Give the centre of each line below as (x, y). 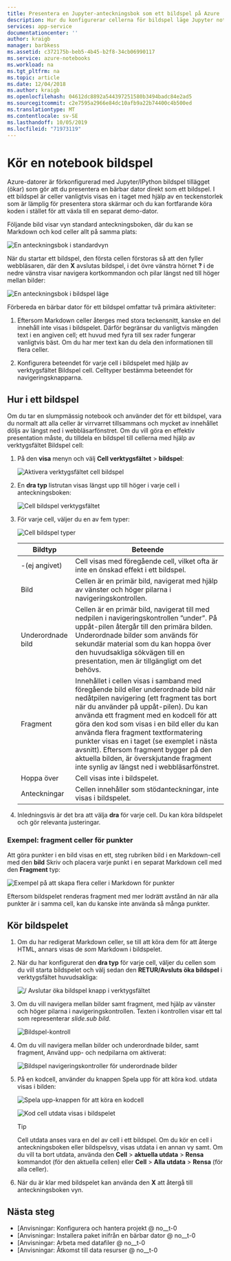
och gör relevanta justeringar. (59, 822)
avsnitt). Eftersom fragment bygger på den (144, 750)
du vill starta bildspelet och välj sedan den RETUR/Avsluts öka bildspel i (120, 970)
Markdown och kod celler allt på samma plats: (72, 232)
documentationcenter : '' (43, 33)
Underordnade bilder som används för (137, 636)
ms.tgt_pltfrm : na (33, 71)
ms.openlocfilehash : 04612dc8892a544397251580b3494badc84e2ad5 (100, 97)
